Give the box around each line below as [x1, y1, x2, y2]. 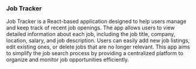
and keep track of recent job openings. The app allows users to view [6, 24, 175, 31]
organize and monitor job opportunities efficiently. [6, 56, 130, 64]
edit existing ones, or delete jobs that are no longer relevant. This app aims [6, 43, 190, 50]
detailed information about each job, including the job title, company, [6, 31, 176, 38]
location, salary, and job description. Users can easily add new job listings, [6, 37, 190, 44]
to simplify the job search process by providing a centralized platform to [6, 50, 183, 57]
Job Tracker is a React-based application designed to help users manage [6, 18, 186, 25]
